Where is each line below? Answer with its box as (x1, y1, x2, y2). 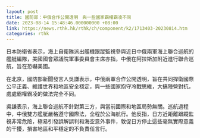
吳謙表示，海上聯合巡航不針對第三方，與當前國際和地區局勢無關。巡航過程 (6, 103, 189, 110)
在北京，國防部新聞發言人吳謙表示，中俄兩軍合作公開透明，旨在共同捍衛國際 (6, 76, 194, 83)
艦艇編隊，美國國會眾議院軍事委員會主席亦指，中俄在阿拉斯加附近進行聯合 (6, 55, 189, 62)
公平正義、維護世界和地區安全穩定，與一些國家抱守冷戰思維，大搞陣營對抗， (6, 83, 194, 90)
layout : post (6, 8, 39, 15)
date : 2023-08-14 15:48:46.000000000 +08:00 (6, 20, 118, 26)
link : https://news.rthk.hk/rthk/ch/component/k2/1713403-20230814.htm (6, 25, 187, 32)
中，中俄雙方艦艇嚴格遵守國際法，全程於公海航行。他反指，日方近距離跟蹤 (6, 111, 189, 118)
